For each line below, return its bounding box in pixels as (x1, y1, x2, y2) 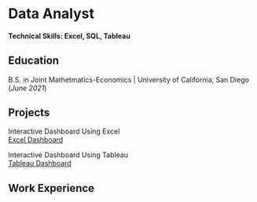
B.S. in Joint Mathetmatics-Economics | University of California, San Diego (8, 75, 250, 84)
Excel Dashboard (8, 135, 64, 145)
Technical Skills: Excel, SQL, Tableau (8, 31, 131, 40)
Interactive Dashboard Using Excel (8, 127, 120, 136)
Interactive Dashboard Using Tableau (8, 150, 128, 160)
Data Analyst (8, 5, 95, 23)
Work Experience (8, 182, 95, 195)
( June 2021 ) (8, 83, 47, 93)
